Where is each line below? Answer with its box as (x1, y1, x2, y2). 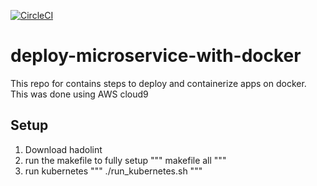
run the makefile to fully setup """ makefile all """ (24, 154, 227, 166)
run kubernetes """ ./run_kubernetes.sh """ (24, 165, 203, 177)
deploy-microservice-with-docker (10, 45, 302, 67)
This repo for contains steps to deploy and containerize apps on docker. (10, 77, 307, 89)
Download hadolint (24, 143, 103, 155)
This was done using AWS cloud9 (10, 88, 149, 100)
